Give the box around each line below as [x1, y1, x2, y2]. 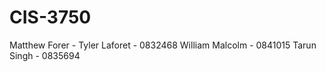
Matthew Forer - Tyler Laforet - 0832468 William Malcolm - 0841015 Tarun [9, 39, 317, 51]
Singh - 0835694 [9, 49, 81, 61]
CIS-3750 [9, 6, 92, 29]
